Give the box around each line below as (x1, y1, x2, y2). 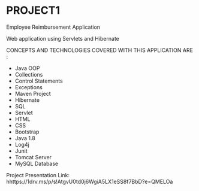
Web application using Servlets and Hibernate (6, 35, 120, 42)
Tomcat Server (14, 153, 52, 160)
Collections (14, 71, 43, 78)
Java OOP (14, 64, 40, 72)
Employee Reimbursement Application (6, 23, 101, 31)
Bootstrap (14, 128, 40, 135)
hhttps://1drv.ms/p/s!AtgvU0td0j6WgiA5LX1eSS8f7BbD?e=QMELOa (6, 178, 173, 185)
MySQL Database (14, 160, 59, 167)
